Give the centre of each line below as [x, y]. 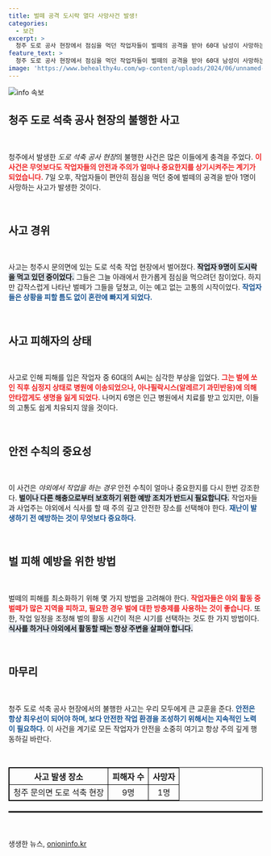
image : [19, 69]
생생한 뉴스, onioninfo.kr [48, 843]
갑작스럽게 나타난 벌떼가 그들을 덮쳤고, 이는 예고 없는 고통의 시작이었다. [128, 287]
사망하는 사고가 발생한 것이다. [55, 187]
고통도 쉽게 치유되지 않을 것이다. [67, 407]
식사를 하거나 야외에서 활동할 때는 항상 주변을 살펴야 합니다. [101, 628]
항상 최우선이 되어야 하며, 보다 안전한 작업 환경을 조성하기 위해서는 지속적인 [125, 718]
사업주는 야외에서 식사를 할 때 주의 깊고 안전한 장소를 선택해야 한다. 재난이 [133, 508]
